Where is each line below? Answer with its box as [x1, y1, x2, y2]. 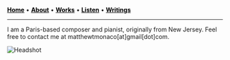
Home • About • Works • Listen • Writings [7, 6, 131, 14]
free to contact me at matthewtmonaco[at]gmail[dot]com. [7, 33, 170, 40]
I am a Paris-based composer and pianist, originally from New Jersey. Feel [7, 25, 218, 33]
